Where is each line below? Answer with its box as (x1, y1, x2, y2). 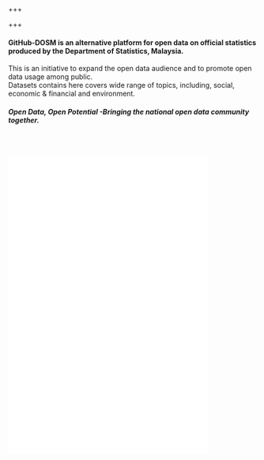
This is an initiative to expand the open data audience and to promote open (8, 64, 252, 74)
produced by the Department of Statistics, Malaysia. (8, 46, 184, 55)
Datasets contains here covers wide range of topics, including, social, (8, 81, 235, 90)
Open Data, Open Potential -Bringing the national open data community (8, 107, 250, 116)
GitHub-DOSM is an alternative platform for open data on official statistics (8, 37, 257, 47)
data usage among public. (8, 72, 93, 81)
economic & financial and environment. (8, 89, 136, 99)
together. (8, 115, 40, 125)
